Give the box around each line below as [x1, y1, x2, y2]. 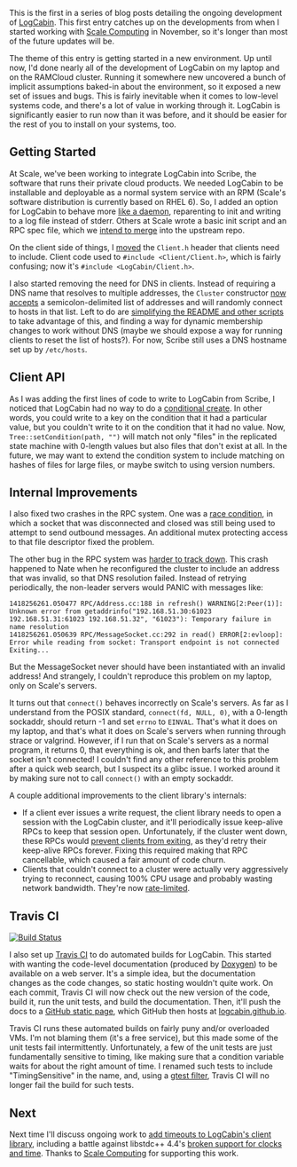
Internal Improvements [9, 485, 138, 501]
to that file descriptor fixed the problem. [9, 537, 155, 548]
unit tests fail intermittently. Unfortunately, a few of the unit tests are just [9, 1042, 273, 1053]
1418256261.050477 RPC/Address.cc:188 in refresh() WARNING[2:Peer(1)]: [9, 599, 284, 609]
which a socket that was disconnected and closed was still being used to [9, 518, 276, 529]
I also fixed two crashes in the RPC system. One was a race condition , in [9, 509, 273, 519]
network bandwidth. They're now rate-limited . [21, 883, 191, 894]
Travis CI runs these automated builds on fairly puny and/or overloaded [9, 1023, 270, 1034]
